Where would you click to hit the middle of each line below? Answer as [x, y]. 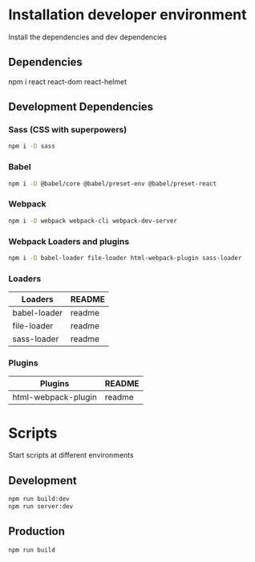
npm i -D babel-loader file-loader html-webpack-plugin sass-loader [125, 258]
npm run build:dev [39, 499]
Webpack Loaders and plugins [69, 241]
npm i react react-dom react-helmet [67, 81]
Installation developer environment [127, 15]
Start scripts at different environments [71, 455]
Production [37, 531]
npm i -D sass [32, 146]
